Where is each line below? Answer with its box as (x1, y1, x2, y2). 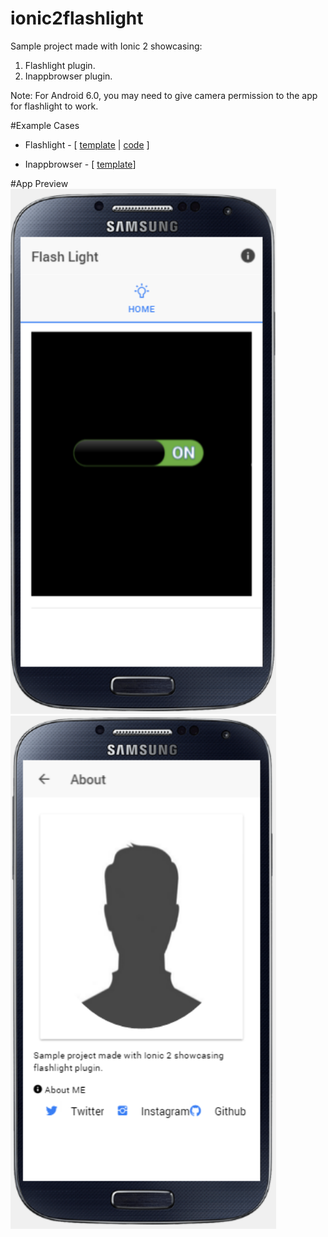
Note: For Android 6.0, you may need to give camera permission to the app (10, 89, 318, 101)
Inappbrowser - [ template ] (24, 158, 137, 170)
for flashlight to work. (10, 100, 99, 112)
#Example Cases (10, 119, 80, 131)
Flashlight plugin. (24, 59, 96, 71)
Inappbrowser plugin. (24, 70, 113, 82)
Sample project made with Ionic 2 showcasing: (10, 40, 203, 52)
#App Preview (10, 177, 69, 189)
